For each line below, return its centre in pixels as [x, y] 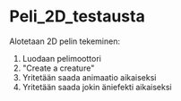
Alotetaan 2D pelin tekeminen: [65, 41]
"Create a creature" [58, 68]
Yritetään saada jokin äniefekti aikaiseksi [97, 87]
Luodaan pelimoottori [61, 58]
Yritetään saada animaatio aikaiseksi [89, 77]
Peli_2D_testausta [77, 17]
